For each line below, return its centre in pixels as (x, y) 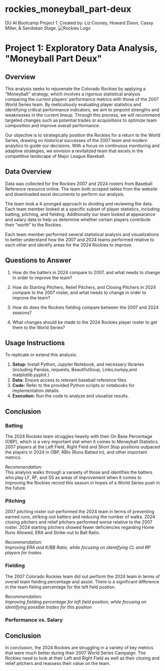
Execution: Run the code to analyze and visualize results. (70, 396)
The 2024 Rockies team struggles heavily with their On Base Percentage (79, 436)
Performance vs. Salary (34, 620)
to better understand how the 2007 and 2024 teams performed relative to (80, 240)
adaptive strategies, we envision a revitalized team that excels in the (74, 151)
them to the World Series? (39, 327)
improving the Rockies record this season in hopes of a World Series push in (82, 483)
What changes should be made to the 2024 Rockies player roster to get (85, 322)
